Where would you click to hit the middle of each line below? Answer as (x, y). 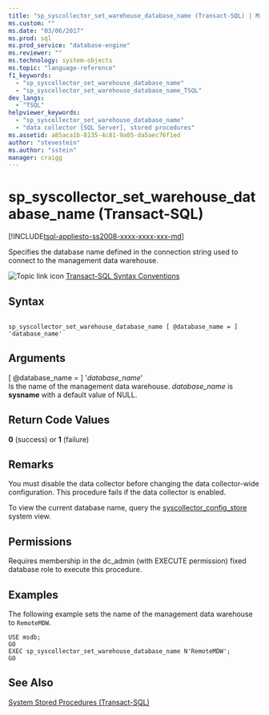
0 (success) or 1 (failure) (49, 439)
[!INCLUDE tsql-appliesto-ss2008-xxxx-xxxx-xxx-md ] (96, 237)
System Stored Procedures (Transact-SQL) (79, 702)
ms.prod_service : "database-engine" (69, 46)
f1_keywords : (30, 75)
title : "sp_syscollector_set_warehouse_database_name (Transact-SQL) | (130, 16)
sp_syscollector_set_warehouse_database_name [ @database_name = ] (123, 327)
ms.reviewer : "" (35, 53)
